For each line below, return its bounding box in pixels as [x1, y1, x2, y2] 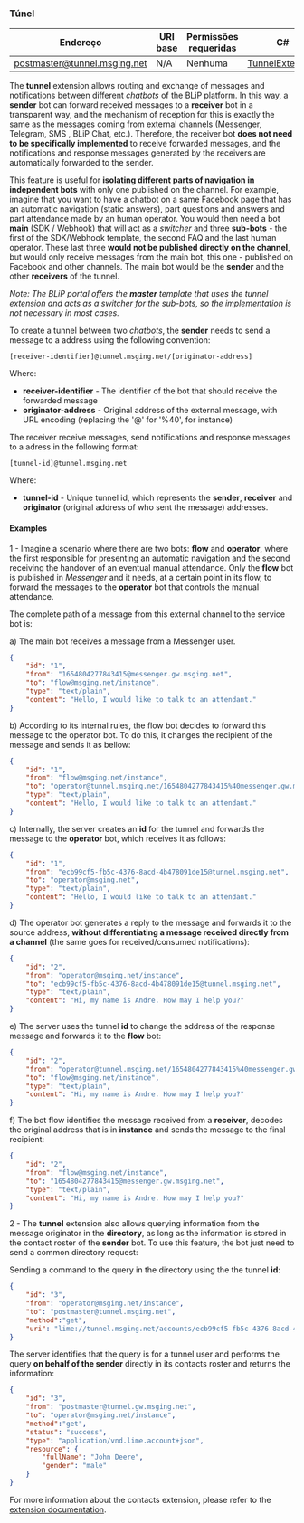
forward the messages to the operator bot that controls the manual [9, 582, 260, 592]
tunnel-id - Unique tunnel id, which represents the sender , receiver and [22, 492, 293, 504]
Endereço [59, 36, 102, 49]
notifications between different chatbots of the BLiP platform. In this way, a [9, 90, 289, 101]
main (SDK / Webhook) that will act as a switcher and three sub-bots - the [9, 222, 288, 233]
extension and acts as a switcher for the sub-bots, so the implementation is [9, 298, 292, 309]
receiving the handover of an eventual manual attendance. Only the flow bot [9, 562, 294, 572]
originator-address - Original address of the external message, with [22, 405, 278, 416]
